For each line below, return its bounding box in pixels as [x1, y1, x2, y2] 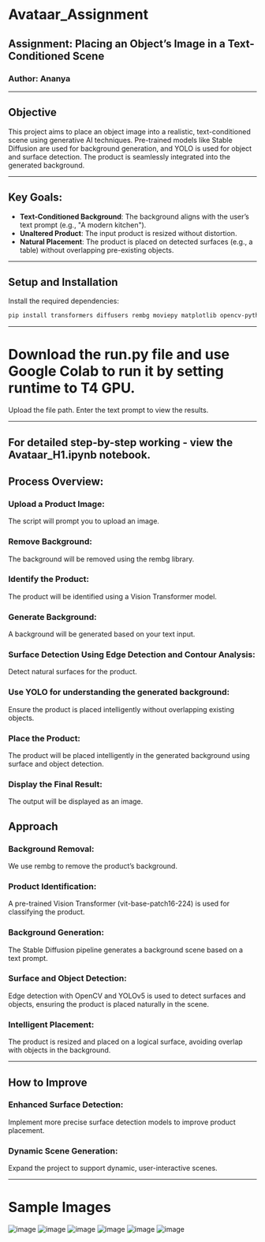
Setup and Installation [8, 275, 118, 289]
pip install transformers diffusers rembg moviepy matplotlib [8, 312, 217, 320]
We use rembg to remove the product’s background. [8, 861, 177, 870]
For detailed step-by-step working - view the [8, 436, 233, 449]
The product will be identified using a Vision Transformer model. [8, 591, 217, 601]
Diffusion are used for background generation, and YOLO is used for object [8, 144, 252, 153]
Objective [8, 106, 58, 119]
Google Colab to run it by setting [8, 362, 225, 381]
